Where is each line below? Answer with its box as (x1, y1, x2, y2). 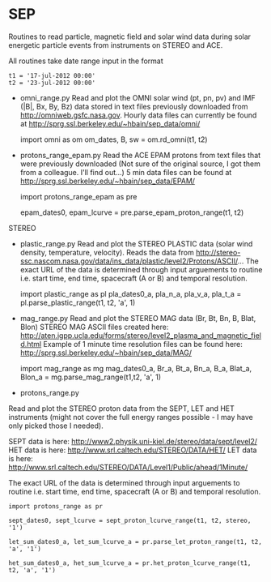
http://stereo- (195, 247, 241, 257)
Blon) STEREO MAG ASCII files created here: (19, 322, 169, 332)
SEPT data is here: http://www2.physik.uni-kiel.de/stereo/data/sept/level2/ (8, 436, 257, 446)
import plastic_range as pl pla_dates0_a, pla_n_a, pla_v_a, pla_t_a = (19, 289, 242, 298)
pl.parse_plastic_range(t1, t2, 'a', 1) (19, 297, 136, 307)
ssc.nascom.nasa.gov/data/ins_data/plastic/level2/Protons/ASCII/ (19, 256, 239, 266)
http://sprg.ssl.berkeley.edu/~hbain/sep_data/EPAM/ (19, 176, 196, 186)
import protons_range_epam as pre (19, 191, 138, 201)
